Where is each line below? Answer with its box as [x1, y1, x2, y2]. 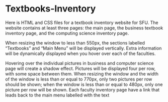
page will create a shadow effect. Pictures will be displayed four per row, [5, 65, 156, 71]
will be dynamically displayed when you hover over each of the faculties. [5, 50, 156, 56]
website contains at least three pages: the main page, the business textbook [5, 24, 163, 30]
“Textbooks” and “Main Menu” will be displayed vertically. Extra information [5, 45, 162, 51]
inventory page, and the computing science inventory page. [5, 30, 129, 36]
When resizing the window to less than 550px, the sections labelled [5, 39, 145, 45]
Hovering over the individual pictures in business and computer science [5, 60, 154, 66]
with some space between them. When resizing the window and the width [5, 70, 158, 76]
